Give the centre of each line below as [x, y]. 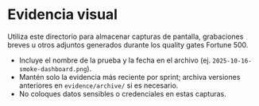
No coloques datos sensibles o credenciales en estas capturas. [123, 93]
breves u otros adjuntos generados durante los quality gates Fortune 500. [128, 44]
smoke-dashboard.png [53, 69]
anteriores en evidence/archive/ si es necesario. [99, 85]
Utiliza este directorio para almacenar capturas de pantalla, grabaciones [126, 36]
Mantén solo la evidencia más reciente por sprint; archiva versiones [129, 77]
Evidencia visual [63, 15]
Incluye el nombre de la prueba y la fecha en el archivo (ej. [115, 60]
